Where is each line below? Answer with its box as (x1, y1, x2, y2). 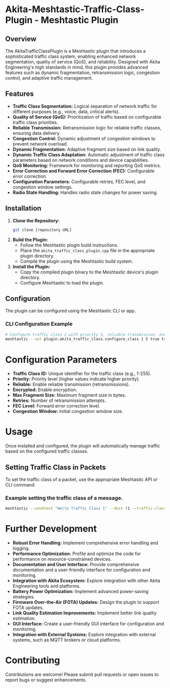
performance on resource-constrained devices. (12, 556, 112, 562)
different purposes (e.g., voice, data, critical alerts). (12, 108, 120, 115)
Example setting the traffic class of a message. (5, 494, 123, 501)
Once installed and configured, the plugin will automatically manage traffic (5, 443, 160, 449)
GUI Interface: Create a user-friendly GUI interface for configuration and (12, 621, 164, 627)
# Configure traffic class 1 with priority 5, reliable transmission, (5, 332, 157, 337)
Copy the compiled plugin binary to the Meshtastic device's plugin (20, 269, 158, 275)
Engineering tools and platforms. (12, 583, 81, 589)
